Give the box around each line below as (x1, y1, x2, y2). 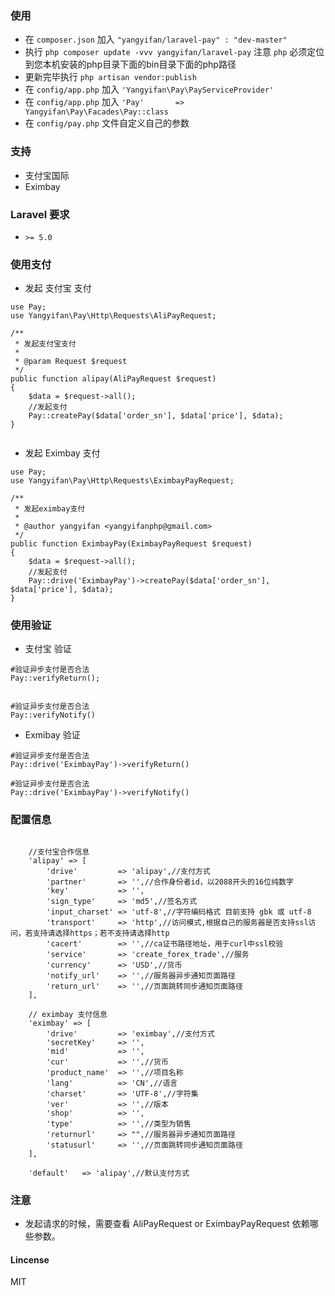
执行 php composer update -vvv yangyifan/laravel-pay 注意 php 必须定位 (24, 46, 325, 58)
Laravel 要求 (10, 207, 70, 221)
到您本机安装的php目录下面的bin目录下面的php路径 (24, 58, 237, 71)
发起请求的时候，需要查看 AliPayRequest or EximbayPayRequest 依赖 (24, 1218, 310, 1230)
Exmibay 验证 (24, 729, 81, 741)
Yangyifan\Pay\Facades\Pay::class (24, 107, 169, 117)
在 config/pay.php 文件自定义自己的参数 (24, 117, 190, 129)
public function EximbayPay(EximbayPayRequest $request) (10, 539, 253, 549)
